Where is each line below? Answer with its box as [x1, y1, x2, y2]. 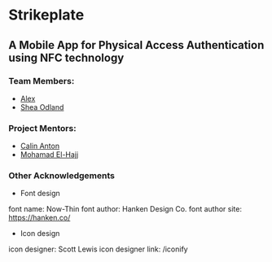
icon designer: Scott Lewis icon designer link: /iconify [8, 244, 189, 254]
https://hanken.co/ [8, 213, 71, 223]
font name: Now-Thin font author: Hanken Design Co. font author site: [8, 204, 243, 214]
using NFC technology [8, 50, 125, 64]
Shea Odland [20, 102, 64, 111]
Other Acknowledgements [8, 170, 116, 181]
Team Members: [8, 75, 75, 86]
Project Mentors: [8, 122, 77, 133]
